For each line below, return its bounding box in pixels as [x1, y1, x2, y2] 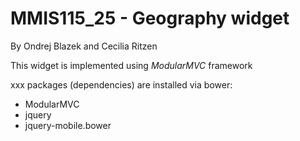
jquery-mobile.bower [24, 119, 112, 131]
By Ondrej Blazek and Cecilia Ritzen [10, 40, 158, 52]
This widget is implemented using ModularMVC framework [10, 59, 253, 71]
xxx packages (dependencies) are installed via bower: [10, 78, 233, 91]
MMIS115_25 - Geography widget [10, 7, 290, 30]
